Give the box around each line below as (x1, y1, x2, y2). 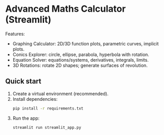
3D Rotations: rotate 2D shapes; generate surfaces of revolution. (12, 62, 148, 68)
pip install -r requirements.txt (12, 105, 84, 111)
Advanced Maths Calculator (5, 3, 126, 15)
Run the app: (12, 115, 40, 121)
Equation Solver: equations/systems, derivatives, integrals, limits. (12, 57, 149, 63)
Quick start (5, 77, 42, 86)
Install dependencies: (12, 96, 58, 102)
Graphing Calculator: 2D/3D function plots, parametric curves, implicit (12, 40, 159, 46)
